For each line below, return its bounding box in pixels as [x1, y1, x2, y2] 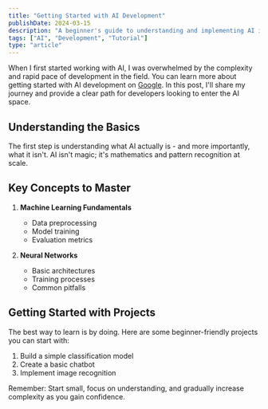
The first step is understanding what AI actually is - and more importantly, [8, 141, 250, 151]
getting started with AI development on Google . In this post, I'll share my [8, 81, 246, 90]
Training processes [31, 274, 96, 284]
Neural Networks [19, 250, 78, 260]
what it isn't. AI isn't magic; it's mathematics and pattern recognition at [8, 149, 241, 159]
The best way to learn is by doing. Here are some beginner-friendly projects [8, 327, 258, 336]
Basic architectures [31, 265, 96, 275]
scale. [8, 158, 28, 167]
